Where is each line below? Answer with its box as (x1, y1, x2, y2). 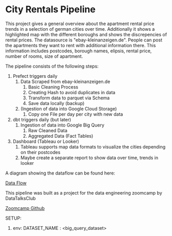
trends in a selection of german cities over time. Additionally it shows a (5, 26, 155, 32)
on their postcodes (20, 149, 61, 155)
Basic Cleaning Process (28, 83, 79, 90)
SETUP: (5, 215, 22, 221)
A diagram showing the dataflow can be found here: (5, 170, 116, 176)
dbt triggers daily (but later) (12, 116, 71, 122)
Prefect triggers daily (12, 73, 58, 79)
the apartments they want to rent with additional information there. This (5, 42, 156, 48)
